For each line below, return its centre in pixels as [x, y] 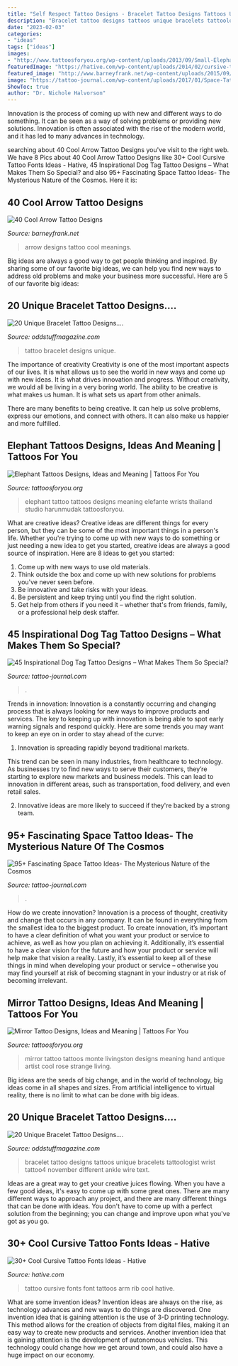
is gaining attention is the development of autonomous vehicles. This [108, 1340]
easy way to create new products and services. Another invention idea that [117, 1332]
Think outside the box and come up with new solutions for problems [117, 574]
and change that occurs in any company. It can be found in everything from [118, 920]
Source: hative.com [36, 1274]
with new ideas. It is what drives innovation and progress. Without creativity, [119, 379]
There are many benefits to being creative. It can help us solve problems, [114, 408]
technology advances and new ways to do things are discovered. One [109, 1309]
